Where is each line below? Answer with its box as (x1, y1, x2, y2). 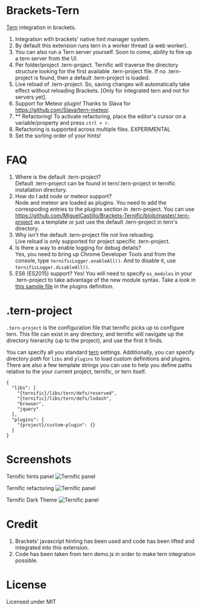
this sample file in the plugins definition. (14, 282, 115, 290)
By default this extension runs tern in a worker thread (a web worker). (14, 42, 188, 49)
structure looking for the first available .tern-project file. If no (14, 67, 166, 75)
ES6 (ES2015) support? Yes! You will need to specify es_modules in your (14, 270, 192, 277)
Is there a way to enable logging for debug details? (14, 244, 142, 251)
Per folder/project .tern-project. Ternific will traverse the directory (14, 61, 178, 68)
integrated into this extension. (14, 543, 89, 551)
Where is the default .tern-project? (14, 173, 101, 181)
